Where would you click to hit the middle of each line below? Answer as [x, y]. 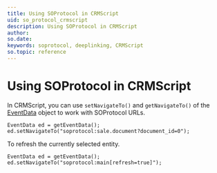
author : [18, 33]
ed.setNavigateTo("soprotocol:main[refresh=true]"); [85, 163]
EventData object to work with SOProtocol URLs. [76, 112]
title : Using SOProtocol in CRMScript [63, 13]
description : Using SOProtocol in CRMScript [72, 26]
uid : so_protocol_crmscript [48, 20]
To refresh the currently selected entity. [64, 144]
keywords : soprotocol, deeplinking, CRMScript [75, 45]
